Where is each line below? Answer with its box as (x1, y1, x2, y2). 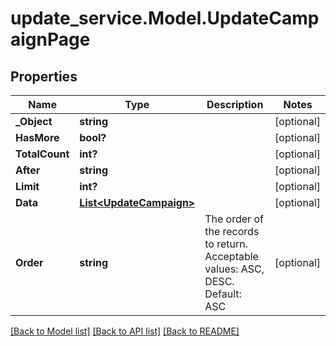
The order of (204, 212, 264, 226)
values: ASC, (204, 262, 265, 276)
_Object (15, 115, 53, 128)
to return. (204, 237, 248, 251)
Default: (204, 287, 242, 301)
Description (206, 98, 264, 111)
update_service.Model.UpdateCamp (10, 7, 320, 30)
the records (204, 225, 260, 238)
